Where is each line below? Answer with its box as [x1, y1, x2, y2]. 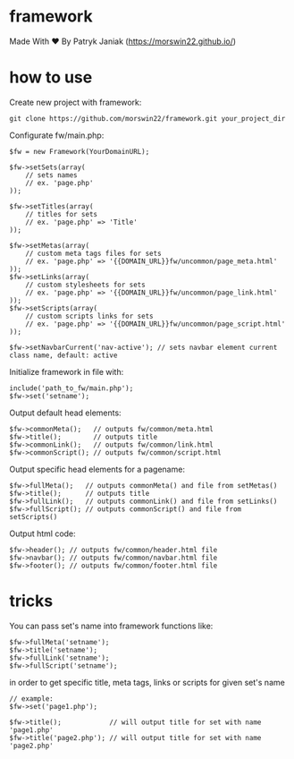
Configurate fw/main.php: [9, 130, 105, 141]
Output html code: [9, 528, 76, 539]
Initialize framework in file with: [9, 366, 124, 377]
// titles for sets [25, 209, 98, 218]
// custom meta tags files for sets [25, 249, 163, 258]
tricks [9, 591, 54, 611]
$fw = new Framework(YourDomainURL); [9, 147, 150, 156]
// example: [9, 694, 54, 704]
